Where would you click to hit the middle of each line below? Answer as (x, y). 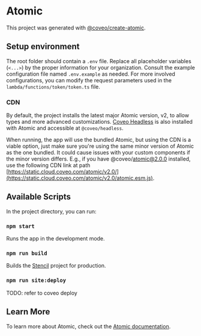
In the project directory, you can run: (51, 211)
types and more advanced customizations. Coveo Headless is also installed (100, 122)
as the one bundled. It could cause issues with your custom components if (98, 153)
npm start (20, 226)
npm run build (27, 253)
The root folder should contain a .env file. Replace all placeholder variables (99, 61)
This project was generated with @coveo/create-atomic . (76, 28)
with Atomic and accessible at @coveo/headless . (65, 128)
